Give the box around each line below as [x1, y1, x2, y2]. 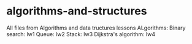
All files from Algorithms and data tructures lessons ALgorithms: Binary [6, 24, 186, 31]
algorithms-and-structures [6, 4, 147, 18]
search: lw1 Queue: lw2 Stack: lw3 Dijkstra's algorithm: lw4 [6, 30, 155, 37]
